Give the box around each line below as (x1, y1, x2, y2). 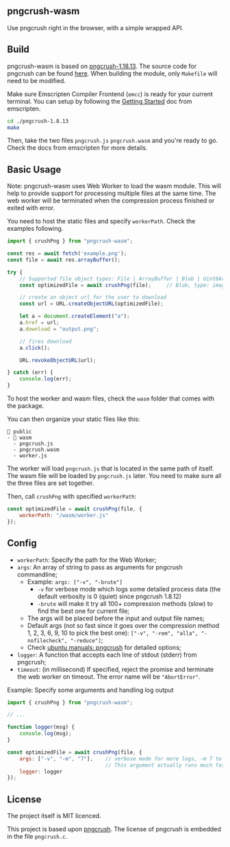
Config (7, 537, 37, 549)
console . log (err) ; (19, 376, 72, 383)
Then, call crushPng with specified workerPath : (7, 493, 137, 501)
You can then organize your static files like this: (7, 415, 140, 423)
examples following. (7, 225, 64, 233)
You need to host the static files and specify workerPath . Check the (7, 217, 196, 225)
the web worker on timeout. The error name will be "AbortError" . (16, 673, 201, 681)
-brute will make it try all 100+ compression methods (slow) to (37, 599, 214, 607)
